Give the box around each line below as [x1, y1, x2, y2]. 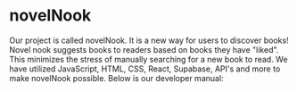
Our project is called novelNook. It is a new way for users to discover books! [9, 35, 289, 46]
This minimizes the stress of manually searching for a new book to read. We [9, 54, 288, 64]
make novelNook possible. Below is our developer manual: [9, 72, 225, 83]
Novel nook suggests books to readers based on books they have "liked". [9, 44, 279, 54]
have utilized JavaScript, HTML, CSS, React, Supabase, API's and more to [9, 63, 281, 74]
